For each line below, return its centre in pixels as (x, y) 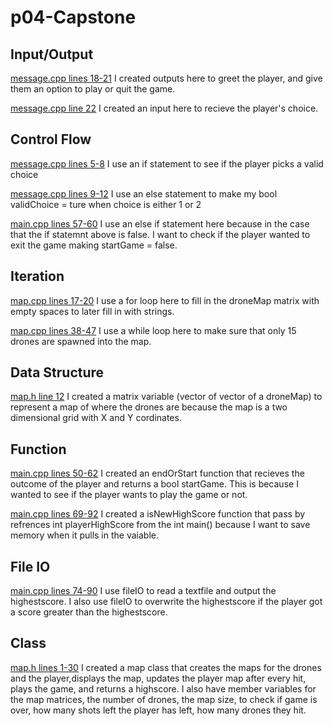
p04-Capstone (73, 17)
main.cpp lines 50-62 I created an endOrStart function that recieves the (157, 473)
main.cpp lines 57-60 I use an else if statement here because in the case (160, 223)
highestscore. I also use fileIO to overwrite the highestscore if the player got (166, 602)
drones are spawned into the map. (81, 341)
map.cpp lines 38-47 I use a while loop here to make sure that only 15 (153, 330)
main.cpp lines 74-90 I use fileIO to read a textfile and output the (143, 591)
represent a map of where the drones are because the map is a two (149, 407)
